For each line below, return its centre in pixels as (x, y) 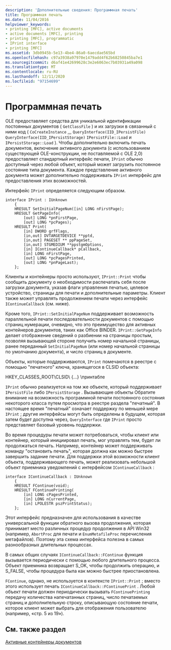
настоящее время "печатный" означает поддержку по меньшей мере (82, 408)
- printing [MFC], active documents (44, 29)
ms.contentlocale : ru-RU (32, 72)
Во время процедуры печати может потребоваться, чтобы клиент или (82, 435)
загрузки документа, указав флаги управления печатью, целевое (77, 287)
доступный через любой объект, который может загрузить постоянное (83, 164)
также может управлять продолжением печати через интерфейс (77, 298)
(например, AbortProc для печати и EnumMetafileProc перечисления (79, 534)
